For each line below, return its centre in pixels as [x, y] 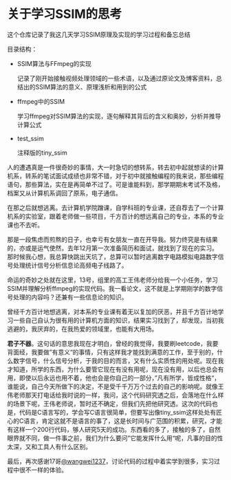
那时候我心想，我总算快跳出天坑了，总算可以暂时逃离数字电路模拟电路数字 [112, 257]
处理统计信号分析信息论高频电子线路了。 [70, 265]
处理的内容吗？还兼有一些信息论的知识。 [70, 297]
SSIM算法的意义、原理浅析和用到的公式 [91, 87]
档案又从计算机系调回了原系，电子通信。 [64, 193]
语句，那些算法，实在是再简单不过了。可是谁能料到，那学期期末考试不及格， [115, 184]
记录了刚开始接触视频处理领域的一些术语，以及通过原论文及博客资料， [117, 78]
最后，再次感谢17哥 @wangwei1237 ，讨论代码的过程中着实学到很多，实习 [111, 461]
